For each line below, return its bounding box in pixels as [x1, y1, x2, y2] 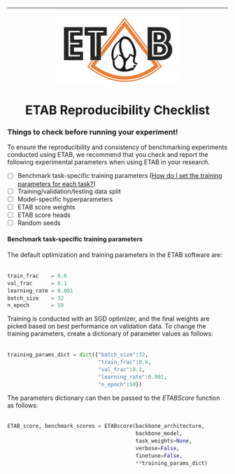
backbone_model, [135, 430, 183, 438]
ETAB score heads [17, 211, 71, 219]
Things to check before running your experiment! [7, 127, 178, 137]
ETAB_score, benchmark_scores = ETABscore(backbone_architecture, [7, 423, 205, 430]
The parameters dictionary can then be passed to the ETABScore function [7, 393, 220, 402]
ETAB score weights [17, 202, 76, 211]
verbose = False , [135, 445, 180, 452]
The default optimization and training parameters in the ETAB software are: [7, 251, 223, 259]
